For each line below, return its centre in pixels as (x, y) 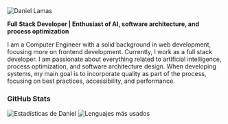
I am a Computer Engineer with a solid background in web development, (109, 45)
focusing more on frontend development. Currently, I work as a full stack (110, 52)
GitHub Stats (29, 99)
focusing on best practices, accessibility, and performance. (91, 81)
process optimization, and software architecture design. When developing (112, 66)
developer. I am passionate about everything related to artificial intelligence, (114, 59)
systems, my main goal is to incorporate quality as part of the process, (107, 74)
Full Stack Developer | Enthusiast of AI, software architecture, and (103, 24)
